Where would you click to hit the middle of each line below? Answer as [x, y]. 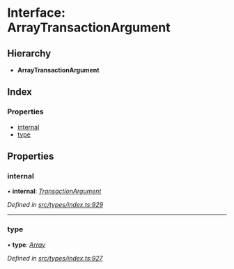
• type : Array [26, 245]
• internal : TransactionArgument [54, 191]
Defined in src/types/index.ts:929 [55, 205]
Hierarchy [29, 53]
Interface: [37, 13]
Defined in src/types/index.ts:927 [55, 258]
